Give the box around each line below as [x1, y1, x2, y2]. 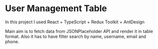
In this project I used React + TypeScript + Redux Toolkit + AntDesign [5, 19, 145, 25]
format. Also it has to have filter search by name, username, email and [5, 33, 146, 39]
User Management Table [5, 3, 107, 14]
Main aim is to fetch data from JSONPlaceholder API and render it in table [5, 28, 153, 34]
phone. [5, 38, 20, 44]
